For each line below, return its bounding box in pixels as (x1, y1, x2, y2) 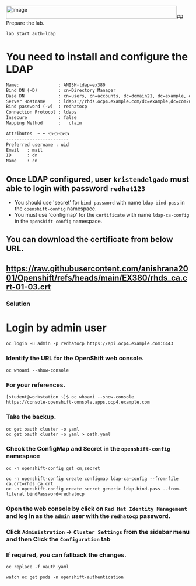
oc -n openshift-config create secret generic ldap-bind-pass (6, 486, 160, 492)
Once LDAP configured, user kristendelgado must (6, 174, 190, 184)
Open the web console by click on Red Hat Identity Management (6, 505, 188, 513)
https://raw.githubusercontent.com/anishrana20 (6, 264, 188, 274)
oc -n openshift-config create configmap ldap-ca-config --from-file (6, 475, 179, 482)
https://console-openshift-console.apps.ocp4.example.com (6, 399, 150, 406)
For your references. (6, 381, 66, 389)
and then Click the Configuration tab (6, 535, 111, 543)
